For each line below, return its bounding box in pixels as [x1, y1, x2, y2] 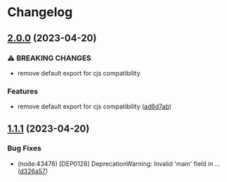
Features [7, 86, 39, 96]
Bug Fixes [7, 143, 42, 153]
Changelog [7, 4, 73, 20]
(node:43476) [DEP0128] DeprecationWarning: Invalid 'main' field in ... [17, 159, 221, 168]
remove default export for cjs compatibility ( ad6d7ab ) [17, 102, 172, 111]
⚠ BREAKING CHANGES [7, 53, 92, 63]
